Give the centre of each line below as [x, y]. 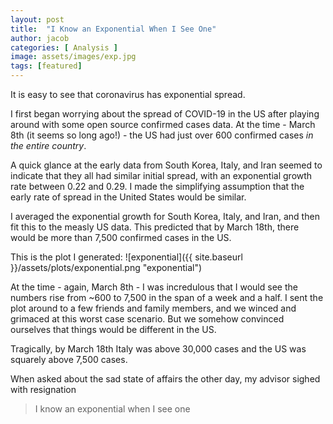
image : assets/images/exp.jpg [73, 57]
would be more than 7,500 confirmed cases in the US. [121, 237]
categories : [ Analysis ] [64, 47]
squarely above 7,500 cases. [69, 359]
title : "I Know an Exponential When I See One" [113, 29]
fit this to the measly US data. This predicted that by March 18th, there [155, 227]
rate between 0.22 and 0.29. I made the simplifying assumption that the [157, 186]
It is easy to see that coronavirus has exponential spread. [128, 94]
